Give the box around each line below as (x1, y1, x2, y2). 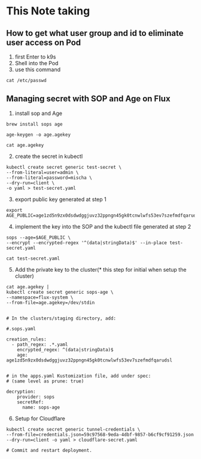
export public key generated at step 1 (14, 196, 106, 203)
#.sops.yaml (6, 326, 36, 332)
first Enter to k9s (14, 53, 56, 60)
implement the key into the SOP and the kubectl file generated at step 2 (14, 223, 191, 230)
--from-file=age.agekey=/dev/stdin (6, 299, 95, 306)
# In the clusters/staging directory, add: (6, 315, 117, 321)
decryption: (6, 388, 36, 394)
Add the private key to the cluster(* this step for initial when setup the (14, 266, 187, 273)
